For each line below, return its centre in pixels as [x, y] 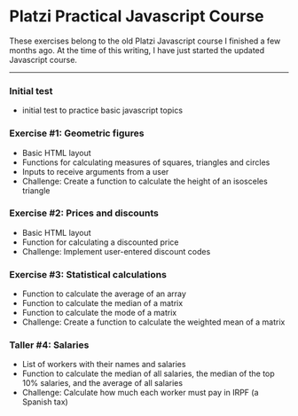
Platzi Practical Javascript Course [137, 16]
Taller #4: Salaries [49, 345]
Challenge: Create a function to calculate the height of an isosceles [145, 181]
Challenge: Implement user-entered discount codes [116, 251]
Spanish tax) [45, 402]
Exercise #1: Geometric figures [77, 133]
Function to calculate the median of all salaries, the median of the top [148, 373]
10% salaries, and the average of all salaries [102, 383]
